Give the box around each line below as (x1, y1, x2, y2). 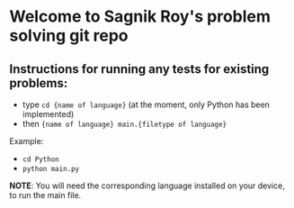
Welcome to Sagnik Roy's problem (9, 6, 272, 27)
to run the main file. (9, 190, 82, 200)
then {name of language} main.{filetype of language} (22, 119, 227, 129)
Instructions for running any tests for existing (9, 61, 270, 77)
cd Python (22, 155, 60, 164)
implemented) (22, 109, 75, 119)
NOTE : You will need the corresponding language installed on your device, (9, 180, 285, 191)
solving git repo (9, 25, 129, 46)
